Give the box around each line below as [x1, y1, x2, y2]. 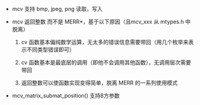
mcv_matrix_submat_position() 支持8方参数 [12, 92, 120, 99]
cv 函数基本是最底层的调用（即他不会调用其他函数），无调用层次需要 [21, 59, 191, 66]
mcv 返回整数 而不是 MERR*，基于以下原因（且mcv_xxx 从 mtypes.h [12, 18, 184, 25]
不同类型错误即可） [26, 46, 75, 53]
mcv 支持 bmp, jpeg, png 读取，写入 [12, 5, 103, 12]
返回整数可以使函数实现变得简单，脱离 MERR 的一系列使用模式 [21, 79, 178, 86]
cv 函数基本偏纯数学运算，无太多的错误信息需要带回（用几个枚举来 [21, 39, 189, 45]
